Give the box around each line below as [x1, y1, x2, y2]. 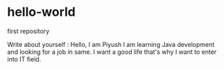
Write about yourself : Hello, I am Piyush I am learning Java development [7, 40, 215, 48]
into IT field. [7, 55, 42, 63]
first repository [7, 27, 50, 35]
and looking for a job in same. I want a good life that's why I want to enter [7, 48, 217, 56]
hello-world [7, 4, 76, 20]
